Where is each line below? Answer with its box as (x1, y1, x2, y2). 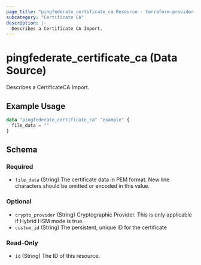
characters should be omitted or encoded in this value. (14, 182, 150, 190)
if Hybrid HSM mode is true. (14, 217, 84, 224)
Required (6, 162, 33, 170)
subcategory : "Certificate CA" (6, 14, 84, 20)
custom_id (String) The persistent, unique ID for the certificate (14, 224, 167, 231)
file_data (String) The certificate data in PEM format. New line (14, 176, 170, 183)
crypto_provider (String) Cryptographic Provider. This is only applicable (14, 211, 193, 218)
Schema (6, 145, 38, 155)
